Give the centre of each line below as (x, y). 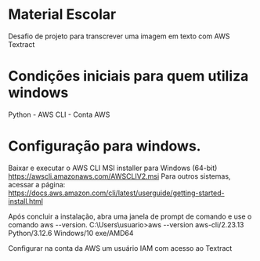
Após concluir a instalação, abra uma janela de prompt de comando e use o (130, 216)
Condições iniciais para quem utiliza (128, 76)
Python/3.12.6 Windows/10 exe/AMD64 (71, 233)
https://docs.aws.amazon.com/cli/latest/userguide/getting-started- (116, 193)
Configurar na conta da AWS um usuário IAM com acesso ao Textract (120, 248)
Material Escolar (62, 14)
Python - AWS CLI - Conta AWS (59, 114)
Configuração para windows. (105, 146)
